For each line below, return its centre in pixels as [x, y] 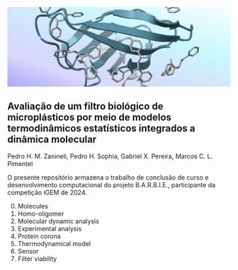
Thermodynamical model [54, 244]
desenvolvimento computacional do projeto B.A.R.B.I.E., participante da [112, 185]
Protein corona [39, 236]
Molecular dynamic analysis [58, 221]
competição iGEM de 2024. [47, 193]
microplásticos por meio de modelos [90, 118]
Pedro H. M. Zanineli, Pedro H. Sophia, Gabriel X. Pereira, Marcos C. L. [110, 156]
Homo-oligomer [41, 214]
